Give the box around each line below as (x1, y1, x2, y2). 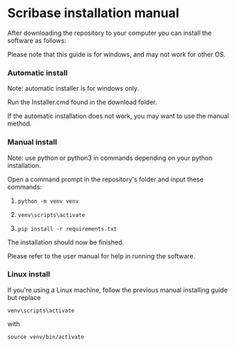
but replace (7, 293, 41, 301)
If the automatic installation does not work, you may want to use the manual (7, 112, 229, 121)
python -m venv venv (17, 198, 79, 205)
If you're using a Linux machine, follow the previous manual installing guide (7, 286, 228, 294)
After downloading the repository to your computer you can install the (7, 29, 212, 37)
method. (7, 119, 32, 128)
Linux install (7, 269, 51, 279)
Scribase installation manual (7, 5, 179, 21)
